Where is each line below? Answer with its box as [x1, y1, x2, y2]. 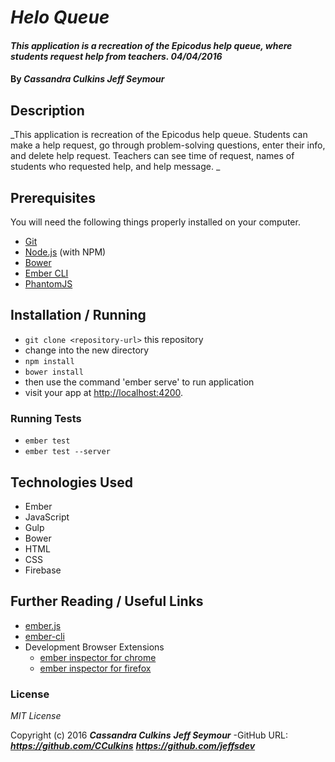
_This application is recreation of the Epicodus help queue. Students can [10, 129, 308, 141]
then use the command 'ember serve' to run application [24, 376, 255, 388]
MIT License [10, 710, 62, 722]
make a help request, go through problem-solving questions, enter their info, [10, 139, 326, 151]
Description [10, 102, 85, 119]
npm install [24, 356, 75, 366]
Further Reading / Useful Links [10, 593, 204, 610]
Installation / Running [10, 307, 147, 324]
